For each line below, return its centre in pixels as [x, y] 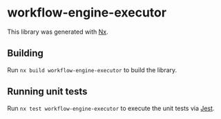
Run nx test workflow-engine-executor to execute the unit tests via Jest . [111, 108]
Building [25, 53]
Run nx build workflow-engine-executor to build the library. [92, 69]
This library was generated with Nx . [58, 32]
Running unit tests [47, 92]
